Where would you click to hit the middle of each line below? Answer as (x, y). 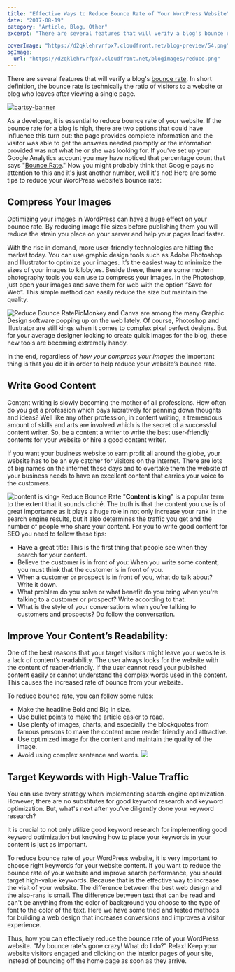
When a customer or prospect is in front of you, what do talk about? (115, 577)
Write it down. (37, 584)
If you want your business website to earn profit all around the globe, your (114, 453)
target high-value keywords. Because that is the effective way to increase (113, 880)
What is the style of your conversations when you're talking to (107, 606)
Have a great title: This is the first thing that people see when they (112, 547)
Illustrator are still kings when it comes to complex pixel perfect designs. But (117, 328)
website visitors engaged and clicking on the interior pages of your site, (111, 953)
